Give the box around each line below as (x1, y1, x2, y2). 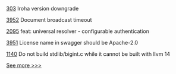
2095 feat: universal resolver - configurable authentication (6, 28, 150, 35)
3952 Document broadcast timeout (6, 16, 92, 23)
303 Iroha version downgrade (6, 5, 79, 12)
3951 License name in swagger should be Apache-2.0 (6, 39, 139, 46)
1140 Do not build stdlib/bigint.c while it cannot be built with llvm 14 (6, 51, 171, 58)
